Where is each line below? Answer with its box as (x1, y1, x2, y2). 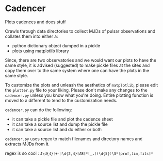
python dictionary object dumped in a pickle (12, 43, 100, 48)
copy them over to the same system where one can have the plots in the (5, 67, 149, 73)
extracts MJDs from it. (5, 141, 50, 146)
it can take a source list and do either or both (12, 126, 102, 132)
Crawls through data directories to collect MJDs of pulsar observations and (5, 28, 156, 34)
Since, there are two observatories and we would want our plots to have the (5, 57, 157, 63)
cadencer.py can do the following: (5, 107, 72, 113)
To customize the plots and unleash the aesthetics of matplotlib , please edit (5, 82, 158, 88)
